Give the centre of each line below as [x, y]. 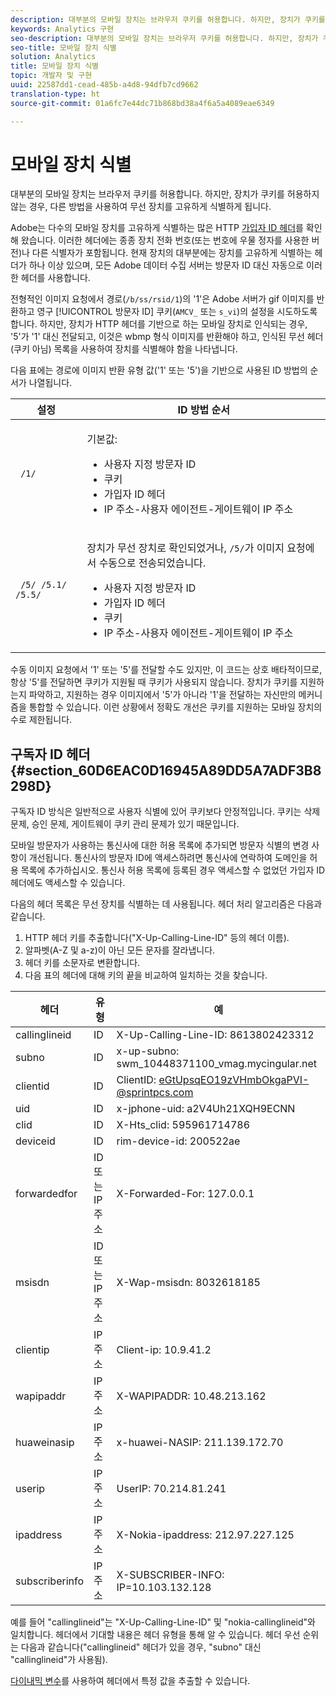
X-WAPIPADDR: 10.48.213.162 [191, 1396]
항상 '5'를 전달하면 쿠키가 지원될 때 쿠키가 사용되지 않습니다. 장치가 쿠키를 [154, 682]
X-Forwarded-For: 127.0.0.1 [185, 1194]
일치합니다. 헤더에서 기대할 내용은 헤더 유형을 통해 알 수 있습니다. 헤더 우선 [155, 1635]
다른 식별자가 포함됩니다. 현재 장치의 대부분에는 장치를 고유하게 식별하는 [172, 253]
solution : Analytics [53, 57]
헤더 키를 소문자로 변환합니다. [82, 963]
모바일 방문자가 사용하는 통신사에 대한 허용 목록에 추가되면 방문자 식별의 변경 [160, 845]
